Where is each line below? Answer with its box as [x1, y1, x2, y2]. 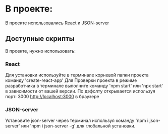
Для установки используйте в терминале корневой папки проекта [5, 72, 149, 78]
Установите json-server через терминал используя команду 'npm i [5, 117, 149, 124]
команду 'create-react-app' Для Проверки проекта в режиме [5, 77, 137, 83]
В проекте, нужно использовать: [5, 48, 76, 54]
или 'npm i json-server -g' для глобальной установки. [21, 123, 136, 129]
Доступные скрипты [5, 34, 75, 43]
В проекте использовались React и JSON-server [5, 20, 109, 26]
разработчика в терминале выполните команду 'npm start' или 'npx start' [5, 83, 163, 89]
